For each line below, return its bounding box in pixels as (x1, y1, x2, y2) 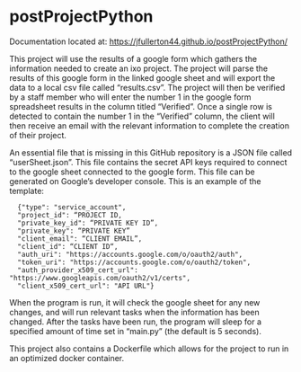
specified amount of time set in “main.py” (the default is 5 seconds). (9, 325, 262, 336)
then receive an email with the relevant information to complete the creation (9, 120, 290, 131)
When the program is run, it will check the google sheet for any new (9, 297, 261, 307)
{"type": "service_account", (17, 202, 127, 212)
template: (9, 185, 45, 196)
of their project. (9, 129, 67, 140)
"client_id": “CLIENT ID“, (17, 242, 119, 251)
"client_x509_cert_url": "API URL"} (17, 281, 155, 290)
